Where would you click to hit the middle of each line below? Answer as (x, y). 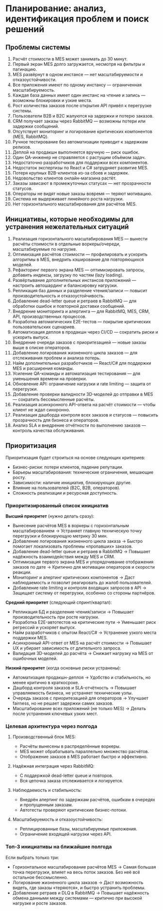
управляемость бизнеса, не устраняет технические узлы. (73, 693)
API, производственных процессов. (49, 316)
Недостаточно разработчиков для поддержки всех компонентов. (81, 162)
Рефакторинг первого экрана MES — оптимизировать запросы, (79, 270)
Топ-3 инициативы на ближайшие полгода (59, 847)
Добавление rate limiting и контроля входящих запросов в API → (80, 588)
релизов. (22, 147)
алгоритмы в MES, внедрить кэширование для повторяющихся (78, 259)
